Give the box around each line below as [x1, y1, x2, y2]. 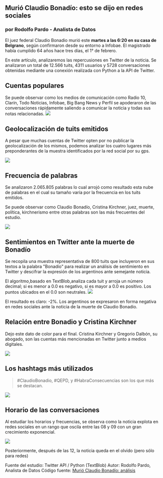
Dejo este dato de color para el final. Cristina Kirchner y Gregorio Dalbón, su [5, 331, 158, 337]
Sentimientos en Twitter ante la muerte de [5, 238, 135, 246]
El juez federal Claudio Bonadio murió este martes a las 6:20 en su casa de [5, 37, 157, 43]
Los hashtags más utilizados [5, 364, 93, 373]
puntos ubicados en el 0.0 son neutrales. [5, 289, 87, 295]
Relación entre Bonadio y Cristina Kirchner [5, 318, 137, 326]
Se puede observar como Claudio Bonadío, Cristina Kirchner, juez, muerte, [5, 204, 155, 210]
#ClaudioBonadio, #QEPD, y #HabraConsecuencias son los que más [17, 378, 154, 383]
